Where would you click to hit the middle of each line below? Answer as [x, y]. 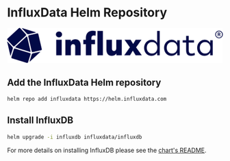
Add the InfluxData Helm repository [84, 83]
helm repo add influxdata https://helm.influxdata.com [87, 99]
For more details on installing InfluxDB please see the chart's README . [107, 150]
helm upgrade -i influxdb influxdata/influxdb [75, 137]
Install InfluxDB [40, 120]
